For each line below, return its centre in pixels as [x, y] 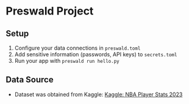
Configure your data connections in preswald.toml [77, 48]
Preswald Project [50, 11]
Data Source [30, 80]
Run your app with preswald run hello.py [67, 61]
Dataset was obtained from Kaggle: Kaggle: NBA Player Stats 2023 [98, 94]
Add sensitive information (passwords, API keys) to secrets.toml [96, 54]
